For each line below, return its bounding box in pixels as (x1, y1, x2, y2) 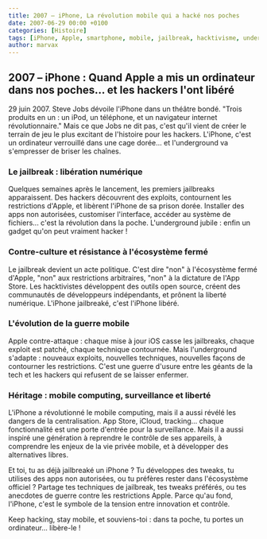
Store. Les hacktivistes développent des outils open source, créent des (8, 281, 241, 291)
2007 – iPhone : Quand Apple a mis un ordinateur (8, 71, 256, 84)
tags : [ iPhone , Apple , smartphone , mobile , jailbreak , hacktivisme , (8, 33, 240, 42)
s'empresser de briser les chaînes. (8, 146, 122, 156)
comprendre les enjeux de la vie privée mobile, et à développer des (8, 442, 229, 452)
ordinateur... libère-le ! (8, 523, 81, 533)
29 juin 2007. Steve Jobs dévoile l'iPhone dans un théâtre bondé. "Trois (8, 104, 242, 114)
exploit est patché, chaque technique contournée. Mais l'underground (8, 344, 237, 354)
